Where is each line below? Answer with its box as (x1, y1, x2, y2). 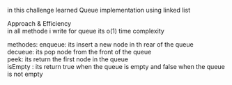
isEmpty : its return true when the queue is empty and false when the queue (7, 63, 225, 70)
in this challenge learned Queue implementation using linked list (7, 6, 190, 14)
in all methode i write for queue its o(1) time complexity (7, 27, 165, 35)
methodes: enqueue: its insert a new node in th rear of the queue (7, 40, 194, 48)
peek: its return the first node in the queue (7, 55, 129, 63)
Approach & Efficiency (7, 20, 72, 27)
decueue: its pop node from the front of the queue (7, 48, 152, 56)
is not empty (7, 70, 43, 78)
